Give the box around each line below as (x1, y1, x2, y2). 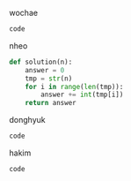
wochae (9, 8, 38, 18)
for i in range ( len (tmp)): (25, 82, 124, 91)
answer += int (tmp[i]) (40, 90, 124, 100)
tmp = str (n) (25, 74, 73, 83)
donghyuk (9, 115, 46, 125)
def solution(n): (9, 57, 73, 66)
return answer (25, 99, 76, 108)
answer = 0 (25, 65, 65, 74)
